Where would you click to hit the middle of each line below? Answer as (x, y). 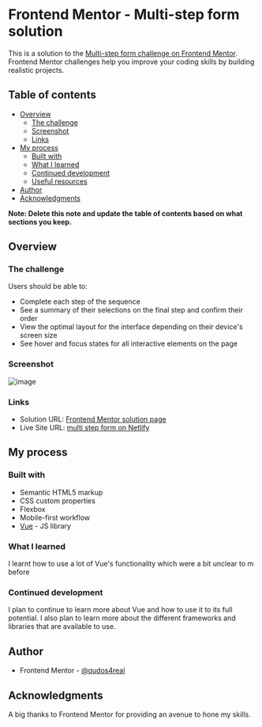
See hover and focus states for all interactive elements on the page (129, 344)
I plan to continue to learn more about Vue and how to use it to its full (120, 610)
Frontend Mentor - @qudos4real (72, 671)
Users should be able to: (48, 286)
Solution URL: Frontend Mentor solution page (93, 419)
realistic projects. (36, 70)
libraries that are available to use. (62, 627)
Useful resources (60, 181)
